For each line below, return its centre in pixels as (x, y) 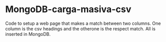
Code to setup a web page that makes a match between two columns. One (83, 23)
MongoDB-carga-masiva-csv (68, 9)
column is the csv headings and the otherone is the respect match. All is (80, 28)
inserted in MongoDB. (28, 34)
